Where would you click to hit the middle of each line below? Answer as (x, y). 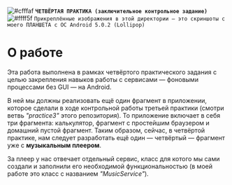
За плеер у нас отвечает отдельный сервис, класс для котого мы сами (114, 158)
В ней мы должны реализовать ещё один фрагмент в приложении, (107, 100)
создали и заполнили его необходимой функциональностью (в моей (110, 166)
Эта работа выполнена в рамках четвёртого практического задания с (112, 72)
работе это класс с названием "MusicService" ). (78, 173)
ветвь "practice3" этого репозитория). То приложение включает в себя (114, 115)
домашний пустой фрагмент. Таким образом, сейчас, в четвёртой (106, 130)
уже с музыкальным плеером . (55, 145)
